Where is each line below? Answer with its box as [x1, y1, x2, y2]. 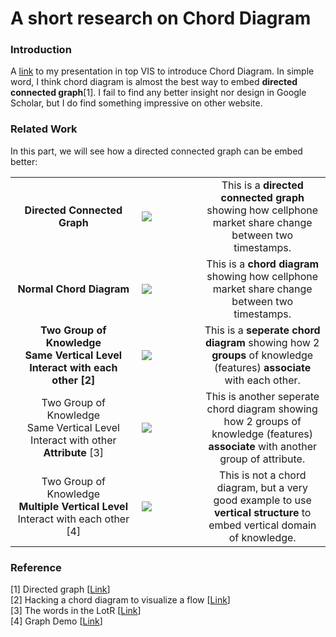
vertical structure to [213, 505, 312, 519]
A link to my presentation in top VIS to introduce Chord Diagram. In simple [10, 65, 315, 77]
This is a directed [221, 178, 304, 192]
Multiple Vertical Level [18, 499, 128, 513]
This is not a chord [218, 468, 307, 482]
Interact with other [30, 433, 117, 447]
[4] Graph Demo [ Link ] [10, 615, 103, 627]
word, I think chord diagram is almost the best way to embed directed [10, 76, 298, 88]
